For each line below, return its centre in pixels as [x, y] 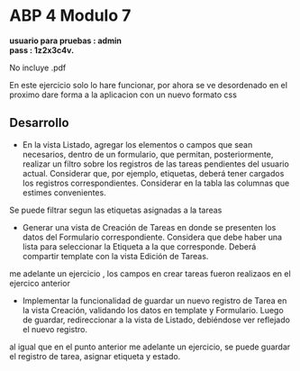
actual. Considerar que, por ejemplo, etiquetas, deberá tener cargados [153, 173]
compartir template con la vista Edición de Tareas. [115, 256]
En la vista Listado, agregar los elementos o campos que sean [137, 144]
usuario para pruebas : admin [65, 41]
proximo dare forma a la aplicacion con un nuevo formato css [123, 95]
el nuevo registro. [55, 329]
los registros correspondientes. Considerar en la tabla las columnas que [156, 183]
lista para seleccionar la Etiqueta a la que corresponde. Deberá [139, 246]
